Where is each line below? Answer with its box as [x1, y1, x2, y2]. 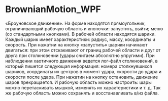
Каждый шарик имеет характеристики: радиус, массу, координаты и [5, 36, 156, 42]
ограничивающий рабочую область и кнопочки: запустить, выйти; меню [5, 25, 163, 31]
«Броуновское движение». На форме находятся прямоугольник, [5, 20, 146, 26]
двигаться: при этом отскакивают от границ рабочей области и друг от [5, 47, 161, 53]
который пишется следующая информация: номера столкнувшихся [5, 63, 152, 69]
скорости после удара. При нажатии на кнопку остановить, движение [5, 74, 158, 80]
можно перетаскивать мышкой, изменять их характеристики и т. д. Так [5, 84, 161, 90]
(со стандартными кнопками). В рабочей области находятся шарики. [5, 31, 156, 37]
